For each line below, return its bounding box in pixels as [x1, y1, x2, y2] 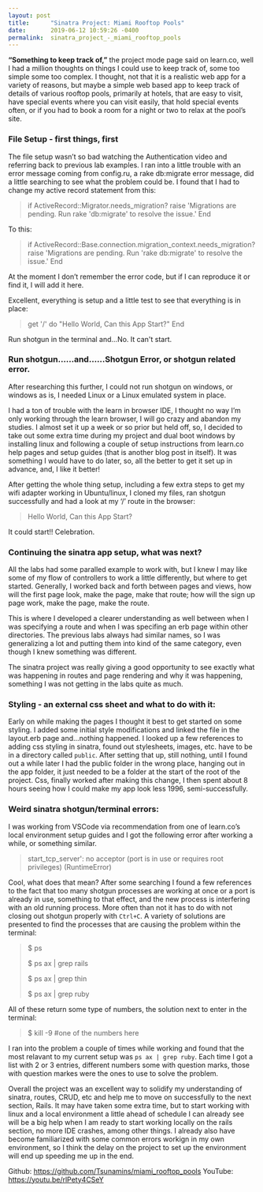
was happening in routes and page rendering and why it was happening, [8, 671, 243, 680]
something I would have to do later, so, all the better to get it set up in [8, 456, 233, 465]
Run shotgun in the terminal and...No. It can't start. [8, 334, 172, 344]
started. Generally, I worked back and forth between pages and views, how [8, 581, 252, 591]
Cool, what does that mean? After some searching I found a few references [8, 878, 252, 887]
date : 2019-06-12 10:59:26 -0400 [8, 26, 139, 34]
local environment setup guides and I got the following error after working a [8, 830, 254, 840]
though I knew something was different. [8, 647, 137, 656]
